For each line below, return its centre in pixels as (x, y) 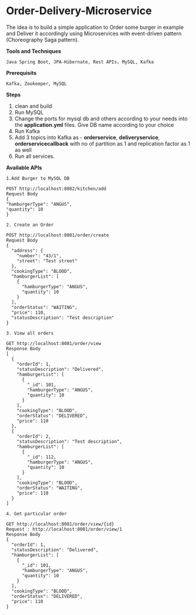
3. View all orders (30, 333)
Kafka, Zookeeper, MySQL (36, 84)
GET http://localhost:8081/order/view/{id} (60, 524)
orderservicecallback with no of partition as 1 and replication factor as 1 (102, 143)
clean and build (33, 106)
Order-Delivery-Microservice (79, 11)
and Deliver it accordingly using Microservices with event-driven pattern (94, 33)
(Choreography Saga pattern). (43, 40)
